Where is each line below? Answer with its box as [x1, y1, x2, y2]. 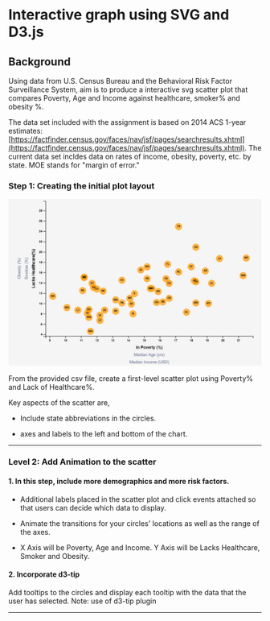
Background [8, 55, 71, 68]
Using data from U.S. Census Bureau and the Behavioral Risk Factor [8, 77, 233, 85]
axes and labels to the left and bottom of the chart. [19, 428, 188, 438]
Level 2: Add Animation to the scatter [8, 457, 157, 468]
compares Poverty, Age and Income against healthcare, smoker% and [8, 93, 241, 102]
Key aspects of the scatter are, [8, 397, 110, 408]
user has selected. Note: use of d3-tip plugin [8, 596, 157, 606]
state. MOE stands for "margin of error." [8, 160, 140, 170]
